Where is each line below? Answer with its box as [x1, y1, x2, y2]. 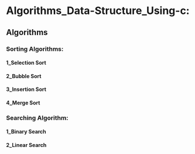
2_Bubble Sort [6, 72, 42, 79]
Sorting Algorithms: [6, 45, 64, 53]
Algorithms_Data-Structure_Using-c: [6, 4, 190, 17]
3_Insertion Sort [6, 86, 47, 93]
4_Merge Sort [6, 99, 40, 106]
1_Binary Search [6, 128, 47, 135]
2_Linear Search [6, 141, 47, 148]
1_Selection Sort [6, 60, 47, 66]
